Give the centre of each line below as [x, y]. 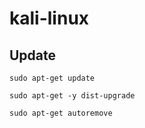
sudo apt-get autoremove [61, 113]
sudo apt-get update [52, 78]
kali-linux [49, 18]
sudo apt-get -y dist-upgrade [72, 96]
